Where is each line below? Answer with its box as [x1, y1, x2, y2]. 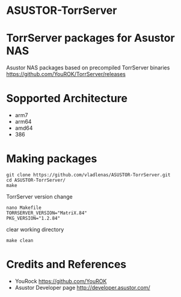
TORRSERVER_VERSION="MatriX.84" [6, 210, 87, 216]
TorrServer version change [6, 193, 73, 200]
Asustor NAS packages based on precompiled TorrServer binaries [6, 64, 170, 71]
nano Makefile [6, 205, 42, 211]
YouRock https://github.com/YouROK [14, 277, 107, 284]
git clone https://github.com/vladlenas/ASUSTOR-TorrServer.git [6, 172, 171, 178]
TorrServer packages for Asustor [6, 31, 176, 45]
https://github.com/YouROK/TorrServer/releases [6, 71, 126, 78]
